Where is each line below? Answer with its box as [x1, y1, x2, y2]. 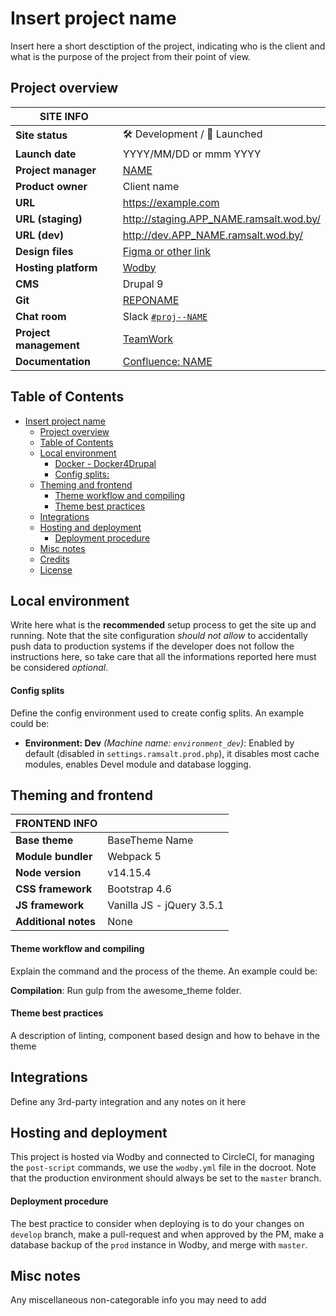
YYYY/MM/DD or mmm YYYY [122, 147, 262, 161]
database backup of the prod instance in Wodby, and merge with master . [10, 1238, 308, 1251]
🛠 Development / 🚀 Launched [122, 127, 263, 141]
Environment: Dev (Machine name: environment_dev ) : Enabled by [24, 737, 295, 749]
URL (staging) [15, 212, 83, 226]
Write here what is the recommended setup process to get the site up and [10, 619, 317, 631]
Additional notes [15, 915, 96, 929]
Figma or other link [122, 244, 212, 258]
